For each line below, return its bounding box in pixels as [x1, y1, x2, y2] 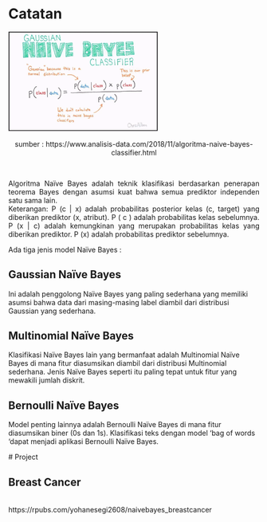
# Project [8, 452, 38, 462]
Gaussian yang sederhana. [8, 306, 96, 316]
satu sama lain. [8, 195, 58, 205]
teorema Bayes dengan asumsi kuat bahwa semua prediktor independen [8, 186, 260, 196]
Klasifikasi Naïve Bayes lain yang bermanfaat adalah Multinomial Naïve [8, 350, 241, 359]
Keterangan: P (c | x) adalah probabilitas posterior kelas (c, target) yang [8, 204, 260, 214]
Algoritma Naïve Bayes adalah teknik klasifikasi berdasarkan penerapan [8, 179, 260, 188]
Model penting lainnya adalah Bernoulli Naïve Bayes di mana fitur [8, 420, 222, 430]
